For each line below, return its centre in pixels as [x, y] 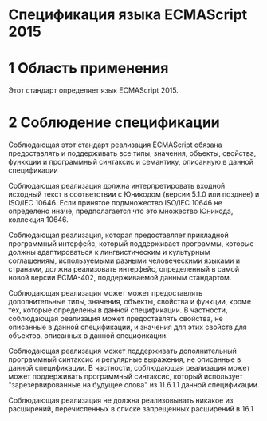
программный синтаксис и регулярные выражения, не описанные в [125, 359]
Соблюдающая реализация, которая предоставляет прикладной [118, 235]
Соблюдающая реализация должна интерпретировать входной [117, 186]
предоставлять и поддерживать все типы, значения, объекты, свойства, [132, 153]
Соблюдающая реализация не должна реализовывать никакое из [121, 400]
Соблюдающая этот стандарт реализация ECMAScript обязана [115, 145]
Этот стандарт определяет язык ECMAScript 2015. [94, 90]
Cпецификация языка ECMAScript [128, 15]
